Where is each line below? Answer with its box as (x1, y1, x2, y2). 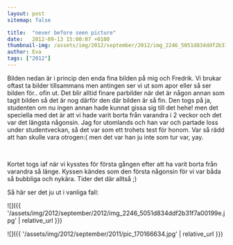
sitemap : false (7, 17, 51, 24)
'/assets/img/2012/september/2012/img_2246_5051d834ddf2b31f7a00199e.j (7, 209, 225, 217)
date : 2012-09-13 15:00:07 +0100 (7, 35, 110, 42)
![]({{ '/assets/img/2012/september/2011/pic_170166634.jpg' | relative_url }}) (7, 230, 223, 238)
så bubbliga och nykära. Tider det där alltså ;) (7, 174, 137, 183)
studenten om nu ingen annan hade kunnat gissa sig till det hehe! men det (7, 103, 218, 112)
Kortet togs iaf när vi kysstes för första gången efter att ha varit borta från (7, 160, 218, 168)
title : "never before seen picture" (7, 29, 116, 36)
